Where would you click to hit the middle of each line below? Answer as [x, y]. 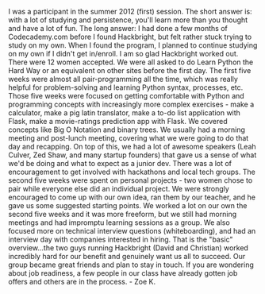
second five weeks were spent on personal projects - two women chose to [131, 180]
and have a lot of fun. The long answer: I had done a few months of [118, 28]
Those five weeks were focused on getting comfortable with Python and [126, 96]
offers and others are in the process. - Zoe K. [82, 282]
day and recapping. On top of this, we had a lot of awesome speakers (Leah [132, 147]
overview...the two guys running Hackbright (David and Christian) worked [128, 248]
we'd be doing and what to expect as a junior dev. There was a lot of [120, 163]
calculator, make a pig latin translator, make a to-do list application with [124, 113]
